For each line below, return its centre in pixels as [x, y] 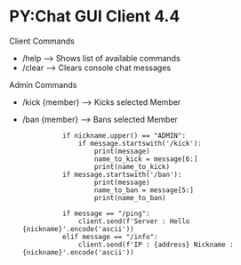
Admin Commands [43, 84]
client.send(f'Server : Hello [134, 221]
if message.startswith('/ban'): [122, 174]
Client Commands [42, 41]
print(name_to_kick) [132, 166]
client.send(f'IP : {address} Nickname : [156, 245]
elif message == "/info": [110, 237]
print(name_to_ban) [130, 197]
